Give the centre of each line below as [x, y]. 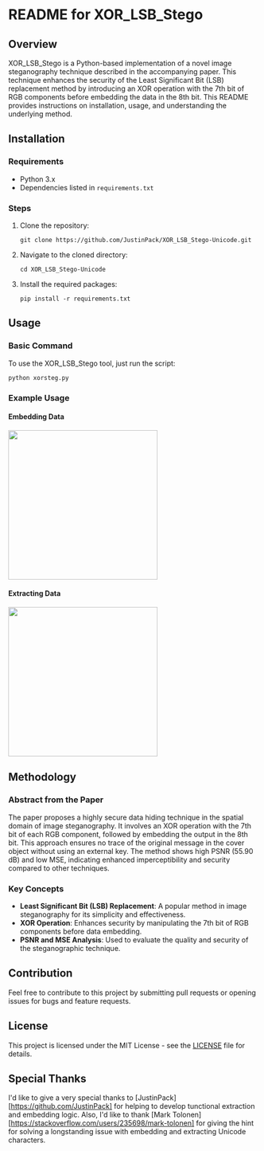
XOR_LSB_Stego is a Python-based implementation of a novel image [120, 63]
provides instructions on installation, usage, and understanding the [118, 106]
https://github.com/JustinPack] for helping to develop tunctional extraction [133, 1106]
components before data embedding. [81, 931]
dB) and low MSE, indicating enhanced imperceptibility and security [119, 859]
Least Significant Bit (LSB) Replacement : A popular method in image [133, 906]
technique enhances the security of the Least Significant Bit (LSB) [116, 80]
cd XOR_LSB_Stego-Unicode [62, 269]
